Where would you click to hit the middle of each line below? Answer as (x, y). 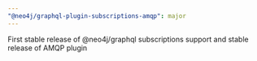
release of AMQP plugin (48, 48)
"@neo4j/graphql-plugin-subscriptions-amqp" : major (97, 16)
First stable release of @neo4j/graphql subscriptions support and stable (128, 39)
